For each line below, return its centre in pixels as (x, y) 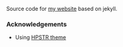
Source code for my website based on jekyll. (62, 9)
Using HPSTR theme (41, 37)
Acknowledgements (37, 24)
